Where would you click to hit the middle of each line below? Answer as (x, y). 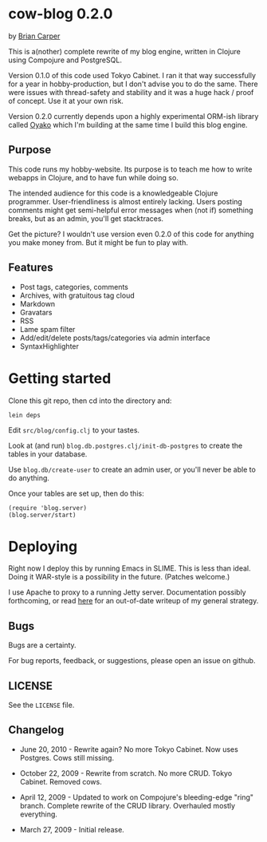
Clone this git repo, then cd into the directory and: (90, 401)
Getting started (60, 378)
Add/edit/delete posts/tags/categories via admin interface (115, 338)
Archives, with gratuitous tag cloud (77, 295)
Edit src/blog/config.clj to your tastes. (74, 430)
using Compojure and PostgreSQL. (65, 60)
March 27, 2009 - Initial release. (72, 829)
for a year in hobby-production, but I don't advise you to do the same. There (133, 84)
